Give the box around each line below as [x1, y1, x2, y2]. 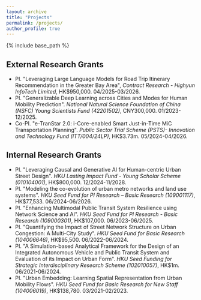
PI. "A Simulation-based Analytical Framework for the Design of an [14, 242, 179, 250]
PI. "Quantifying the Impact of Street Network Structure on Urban [14, 223, 176, 230]
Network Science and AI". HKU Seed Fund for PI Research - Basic [14, 211, 178, 218]
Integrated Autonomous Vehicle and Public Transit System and [14, 248, 170, 256]
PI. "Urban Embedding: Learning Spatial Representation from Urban [14, 274, 182, 281]
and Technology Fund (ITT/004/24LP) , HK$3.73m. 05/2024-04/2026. [14, 133, 188, 140]
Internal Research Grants [6, 150, 102, 160]
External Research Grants [6, 59, 104, 70]
